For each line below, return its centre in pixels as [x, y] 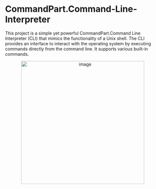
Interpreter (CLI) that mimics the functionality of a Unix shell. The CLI [75, 38]
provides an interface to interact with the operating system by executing [78, 43]
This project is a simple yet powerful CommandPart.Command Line [73, 33]
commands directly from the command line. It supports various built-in [77, 49]
